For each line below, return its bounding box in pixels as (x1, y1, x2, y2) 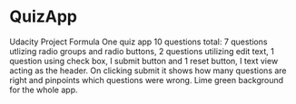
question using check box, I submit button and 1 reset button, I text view (9, 55, 279, 66)
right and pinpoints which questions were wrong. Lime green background (9, 74, 284, 85)
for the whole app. (9, 84, 78, 95)
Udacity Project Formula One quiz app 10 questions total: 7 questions (9, 36, 268, 47)
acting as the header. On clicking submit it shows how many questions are (9, 65, 288, 76)
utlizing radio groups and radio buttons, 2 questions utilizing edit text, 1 (9, 45, 275, 56)
